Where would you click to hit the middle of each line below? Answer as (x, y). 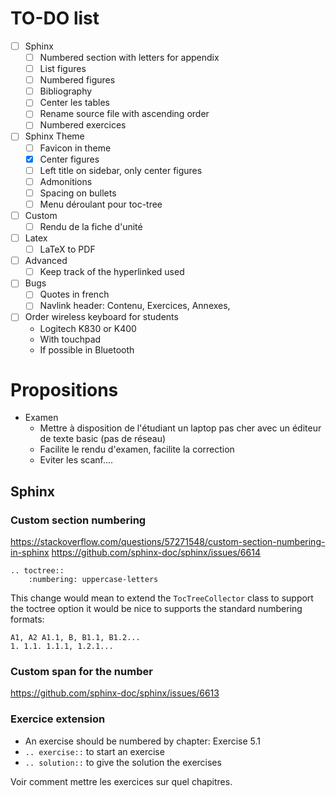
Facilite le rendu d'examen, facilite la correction (137, 449)
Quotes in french (74, 294)
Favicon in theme (75, 148)
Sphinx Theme (54, 136)
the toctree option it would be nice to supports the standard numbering (156, 609)
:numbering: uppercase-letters (93, 580)
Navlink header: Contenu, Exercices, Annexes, (135, 306)
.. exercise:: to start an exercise (94, 751)
